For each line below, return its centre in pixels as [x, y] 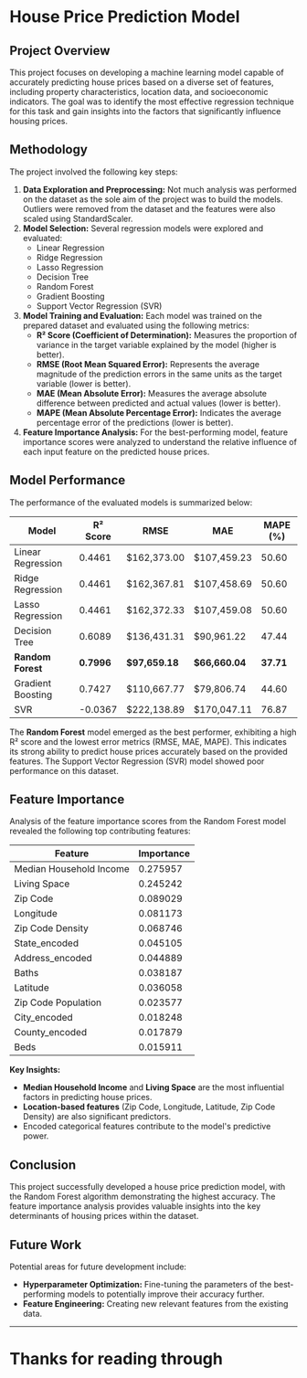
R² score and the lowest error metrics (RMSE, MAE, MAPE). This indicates [148, 741]
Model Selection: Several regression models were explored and [143, 228]
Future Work [46, 1245]
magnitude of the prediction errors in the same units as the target [159, 374]
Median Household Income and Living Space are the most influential [153, 1087]
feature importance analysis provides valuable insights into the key [135, 1206]
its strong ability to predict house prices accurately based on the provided [148, 751]
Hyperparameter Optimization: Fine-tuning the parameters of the [147, 1285]
